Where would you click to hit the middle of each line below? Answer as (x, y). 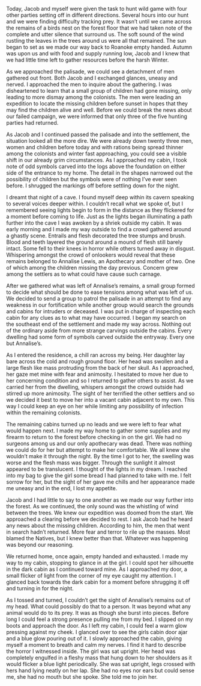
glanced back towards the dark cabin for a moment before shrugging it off (98, 582)
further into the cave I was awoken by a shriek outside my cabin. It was (94, 223)
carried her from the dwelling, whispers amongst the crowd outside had (95, 387)
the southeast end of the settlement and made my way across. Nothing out (99, 324)
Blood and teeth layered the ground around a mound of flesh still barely (94, 242)
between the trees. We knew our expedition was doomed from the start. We (100, 513)
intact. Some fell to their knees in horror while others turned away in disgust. (101, 248)
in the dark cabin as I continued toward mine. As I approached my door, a (97, 569)
